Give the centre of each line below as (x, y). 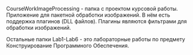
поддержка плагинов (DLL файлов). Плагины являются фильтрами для (96, 21)
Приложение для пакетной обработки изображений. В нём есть (88, 15)
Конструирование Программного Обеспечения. (68, 45)
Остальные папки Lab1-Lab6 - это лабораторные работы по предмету (96, 39)
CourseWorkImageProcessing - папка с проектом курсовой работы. (92, 9)
